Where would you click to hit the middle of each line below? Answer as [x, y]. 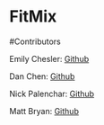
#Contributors [35, 41]
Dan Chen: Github [42, 76]
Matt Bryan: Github [44, 111]
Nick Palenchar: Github [52, 94]
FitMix [33, 17]
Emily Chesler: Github [49, 58]
